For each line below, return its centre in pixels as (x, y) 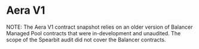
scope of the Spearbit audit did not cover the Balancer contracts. (86, 39)
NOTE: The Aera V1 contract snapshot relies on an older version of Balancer (99, 27)
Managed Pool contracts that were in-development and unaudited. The (94, 33)
